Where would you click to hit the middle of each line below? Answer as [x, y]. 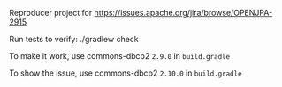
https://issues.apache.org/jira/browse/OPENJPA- [183, 13]
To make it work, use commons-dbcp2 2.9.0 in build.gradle [120, 56]
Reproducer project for [51, 13]
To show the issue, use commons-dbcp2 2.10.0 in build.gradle [126, 73]
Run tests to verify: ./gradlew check [74, 39]
